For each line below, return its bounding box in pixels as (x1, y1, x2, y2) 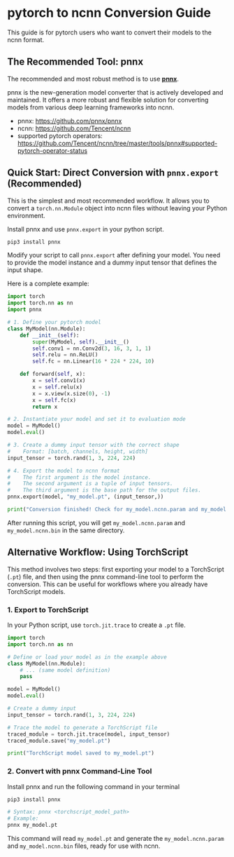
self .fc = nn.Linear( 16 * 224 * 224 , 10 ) (32, 358, 155, 365)
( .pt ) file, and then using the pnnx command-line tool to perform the (7, 572, 204, 581)
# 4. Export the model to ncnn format (7, 467, 120, 474)
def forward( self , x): (20, 370, 86, 378)
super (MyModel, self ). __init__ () (32, 338, 130, 345)
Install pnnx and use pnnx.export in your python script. (7, 224, 164, 233)
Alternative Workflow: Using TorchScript (7, 546, 189, 558)
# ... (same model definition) (20, 666, 111, 674)
